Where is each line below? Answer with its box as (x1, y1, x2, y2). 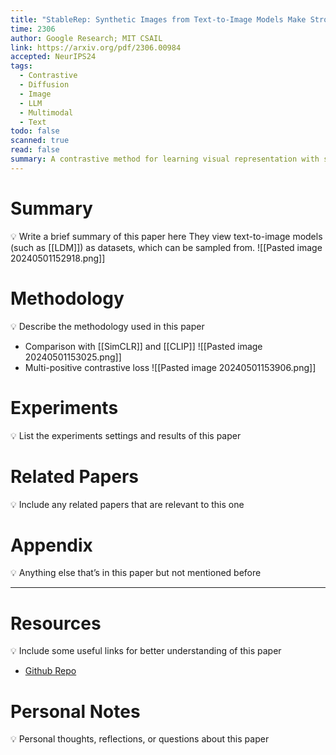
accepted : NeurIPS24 (10, 52, 97, 62)
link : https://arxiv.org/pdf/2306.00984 (10, 42, 182, 53)
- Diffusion (19, 80, 70, 90)
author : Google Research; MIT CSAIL (10, 33, 163, 43)
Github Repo (24, 665, 77, 677)
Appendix (10, 534, 93, 556)
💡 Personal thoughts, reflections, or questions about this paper (10, 733, 270, 745)
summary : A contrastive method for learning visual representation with (10, 154, 320, 164)
